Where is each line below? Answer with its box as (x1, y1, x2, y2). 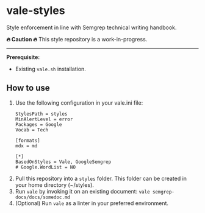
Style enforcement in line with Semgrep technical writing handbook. (6, 24, 177, 31)
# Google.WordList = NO (15, 164, 76, 170)
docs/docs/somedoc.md (15, 194, 70, 200)
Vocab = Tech (15, 127, 49, 133)
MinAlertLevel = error (15, 116, 73, 122)
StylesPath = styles (15, 111, 68, 117)
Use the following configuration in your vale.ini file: (15, 99, 143, 106)
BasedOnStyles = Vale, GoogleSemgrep (15, 159, 112, 165)
